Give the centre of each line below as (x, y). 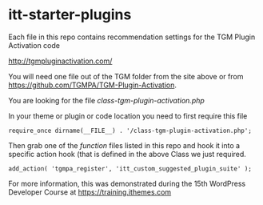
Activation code (34, 45)
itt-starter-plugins (70, 15)
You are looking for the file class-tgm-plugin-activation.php (107, 100)
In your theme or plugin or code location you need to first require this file (128, 116)
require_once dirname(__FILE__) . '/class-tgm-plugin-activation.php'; (130, 131)
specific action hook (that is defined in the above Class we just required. (127, 154)
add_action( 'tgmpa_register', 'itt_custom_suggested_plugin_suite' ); (130, 169)
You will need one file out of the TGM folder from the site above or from (126, 76)
